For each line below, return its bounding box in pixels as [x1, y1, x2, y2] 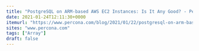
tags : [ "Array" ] [6, 30, 46, 36]
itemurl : [6, 19, 28, 25]
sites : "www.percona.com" [6, 25, 70, 31]
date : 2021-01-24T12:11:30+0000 [6, 14, 86, 20]
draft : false [6, 36, 38, 42]
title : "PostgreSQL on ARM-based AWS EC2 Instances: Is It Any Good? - [6, 8, 187, 15]
